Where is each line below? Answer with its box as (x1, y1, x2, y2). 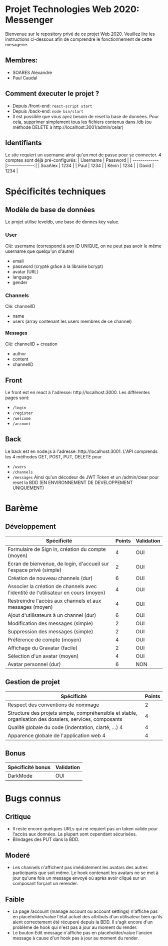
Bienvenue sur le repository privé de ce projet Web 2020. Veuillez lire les (5, 31, 155, 37)
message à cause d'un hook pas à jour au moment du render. (12, 935, 139, 941)
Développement (5, 522, 56, 531)
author (12, 351, 26, 357)
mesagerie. (5, 41, 28, 47)
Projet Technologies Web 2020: (5, 4, 139, 15)
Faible (5, 895, 25, 903)
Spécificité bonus (7, 764, 51, 771)
